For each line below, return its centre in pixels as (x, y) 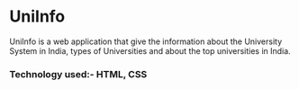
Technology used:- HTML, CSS (78, 74)
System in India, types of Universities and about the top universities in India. (150, 50)
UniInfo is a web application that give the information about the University (146, 41)
